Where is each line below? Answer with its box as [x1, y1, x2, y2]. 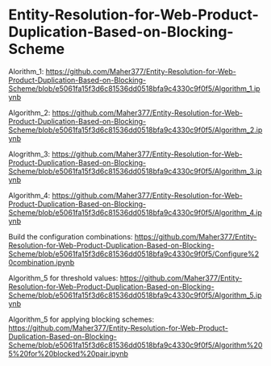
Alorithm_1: [8, 66, 44, 76]
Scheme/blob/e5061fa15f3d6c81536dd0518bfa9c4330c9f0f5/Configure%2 [8, 248, 260, 259]
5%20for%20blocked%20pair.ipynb [8, 348, 129, 358]
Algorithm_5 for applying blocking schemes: [8, 314, 155, 324]
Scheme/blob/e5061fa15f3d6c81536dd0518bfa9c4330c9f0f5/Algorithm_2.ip [8, 125, 263, 135]
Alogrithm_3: [8, 149, 51, 159]
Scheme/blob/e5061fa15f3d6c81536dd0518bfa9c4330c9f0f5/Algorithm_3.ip [8, 166, 262, 176]
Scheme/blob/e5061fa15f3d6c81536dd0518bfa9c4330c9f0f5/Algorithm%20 [8, 340, 263, 350]
